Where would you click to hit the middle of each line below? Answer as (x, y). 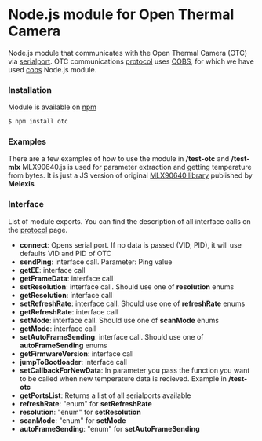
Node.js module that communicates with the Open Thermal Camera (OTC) (128, 53)
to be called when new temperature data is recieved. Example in (123, 378)
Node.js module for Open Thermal (121, 15)
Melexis (21, 184)
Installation (30, 90)
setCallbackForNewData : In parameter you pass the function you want (135, 370)
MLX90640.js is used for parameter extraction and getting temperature (137, 167)
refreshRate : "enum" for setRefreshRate (86, 403)
